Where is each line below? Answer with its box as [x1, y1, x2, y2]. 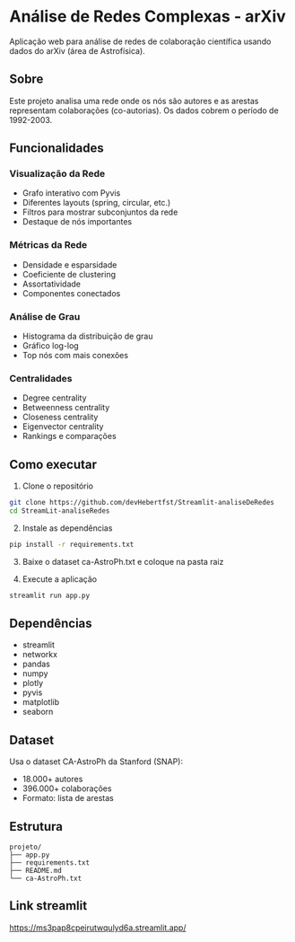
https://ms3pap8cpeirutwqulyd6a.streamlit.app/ [9, 922, 187, 933]
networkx [22, 649, 58, 660]
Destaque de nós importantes [22, 216, 133, 227]
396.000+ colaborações [22, 783, 112, 794]
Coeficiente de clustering [22, 269, 117, 279]
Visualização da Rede [9, 168, 106, 180]
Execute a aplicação [22, 573, 97, 585]
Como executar [9, 456, 97, 472]
